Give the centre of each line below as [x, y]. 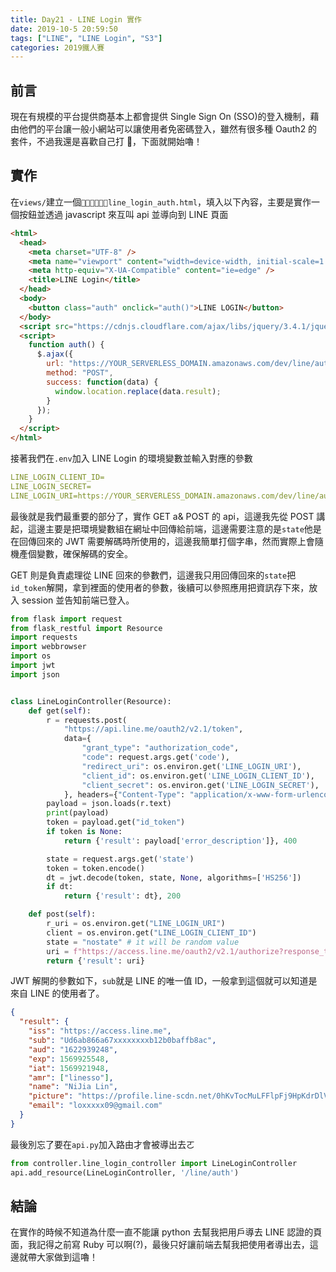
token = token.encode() [95, 868]
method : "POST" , [80, 373]
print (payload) [78, 813]
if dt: [60, 887]
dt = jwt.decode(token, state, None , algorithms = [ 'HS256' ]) [174, 877]
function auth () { [66, 345]
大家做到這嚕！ [67, 1257]
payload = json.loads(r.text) [109, 804]
